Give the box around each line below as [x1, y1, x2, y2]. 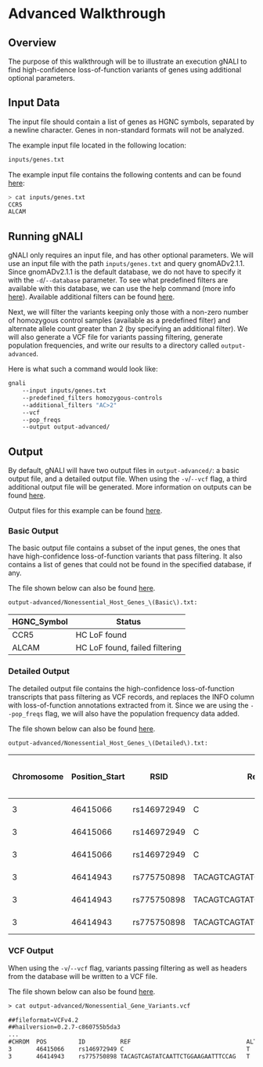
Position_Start [71, 771, 125, 782]
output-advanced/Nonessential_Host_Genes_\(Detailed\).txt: [8, 739, 209, 747]
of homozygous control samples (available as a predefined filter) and [8, 315, 231, 326]
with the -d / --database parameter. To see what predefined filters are [8, 275, 229, 285]
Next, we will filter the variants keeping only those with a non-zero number [8, 308, 249, 317]
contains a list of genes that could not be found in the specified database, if [8, 560, 252, 570]
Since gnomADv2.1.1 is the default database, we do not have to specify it [8, 268, 242, 277]
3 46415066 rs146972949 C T [8, 1045, 250, 1054]
